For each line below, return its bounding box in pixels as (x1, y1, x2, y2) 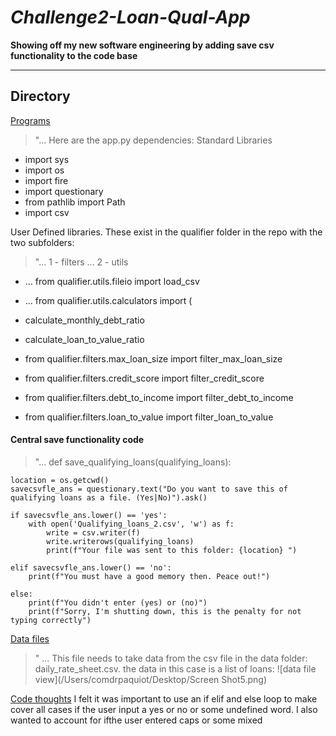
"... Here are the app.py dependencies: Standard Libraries (34, 134, 273, 146)
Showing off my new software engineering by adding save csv (10, 39, 275, 51)
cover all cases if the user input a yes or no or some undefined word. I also (10, 703, 318, 715)
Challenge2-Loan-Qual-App (10, 6, 251, 29)
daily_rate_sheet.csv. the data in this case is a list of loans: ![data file (34, 662, 317, 675)
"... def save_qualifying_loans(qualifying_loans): (34, 456, 232, 468)
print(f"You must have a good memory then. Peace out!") (28, 571, 271, 581)
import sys (24, 153, 70, 165)
